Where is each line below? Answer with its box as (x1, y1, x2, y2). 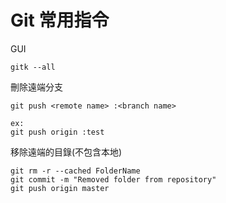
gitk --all (10, 62, 56, 72)
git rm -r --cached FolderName (10, 166, 141, 176)
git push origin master (10, 183, 110, 193)
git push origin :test (10, 127, 105, 137)
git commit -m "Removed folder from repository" (10, 174, 217, 185)
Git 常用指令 (10, 9, 110, 32)
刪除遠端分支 (10, 81, 63, 93)
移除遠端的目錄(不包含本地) (10, 146, 123, 158)
